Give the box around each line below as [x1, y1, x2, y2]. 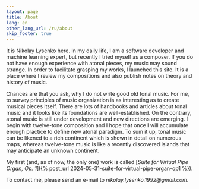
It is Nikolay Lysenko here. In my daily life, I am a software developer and [6, 47, 184, 54]
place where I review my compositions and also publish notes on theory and [6, 73, 192, 80]
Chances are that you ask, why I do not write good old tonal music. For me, [6, 90, 189, 97]
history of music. [6, 78, 48, 86]
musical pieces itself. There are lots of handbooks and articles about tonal [6, 103, 187, 110]
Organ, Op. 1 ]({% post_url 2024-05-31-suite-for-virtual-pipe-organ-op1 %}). [6, 165, 193, 172]
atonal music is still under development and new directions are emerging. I [6, 115, 188, 122]
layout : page [6, 8, 39, 15]
